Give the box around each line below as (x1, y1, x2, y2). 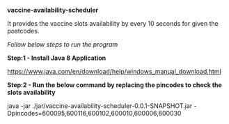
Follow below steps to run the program (7, 40, 118, 48)
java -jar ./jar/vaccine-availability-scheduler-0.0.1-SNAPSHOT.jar (7, 102, 193, 110)
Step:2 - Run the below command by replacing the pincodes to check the (7, 81, 223, 89)
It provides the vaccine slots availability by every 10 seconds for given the (7, 20, 219, 27)
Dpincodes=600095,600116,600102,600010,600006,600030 (7, 109, 182, 117)
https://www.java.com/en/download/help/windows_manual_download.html (7, 68, 221, 75)
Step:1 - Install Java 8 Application (7, 54, 106, 62)
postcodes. (7, 27, 40, 35)
